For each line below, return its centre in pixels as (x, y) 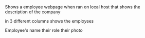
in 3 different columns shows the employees (49, 21)
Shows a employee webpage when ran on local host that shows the (73, 7)
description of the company (33, 12)
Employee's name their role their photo (44, 30)
